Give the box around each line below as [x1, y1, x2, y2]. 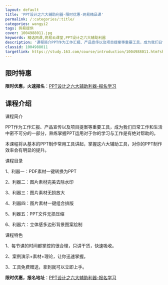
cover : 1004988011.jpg [5, 30, 52, 35]
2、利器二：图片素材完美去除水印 [5, 179, 74, 185]
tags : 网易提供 [5, 26, 34, 31]
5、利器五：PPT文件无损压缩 [5, 211, 65, 217]
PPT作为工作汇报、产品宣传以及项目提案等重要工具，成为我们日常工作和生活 [5, 124, 162, 130]
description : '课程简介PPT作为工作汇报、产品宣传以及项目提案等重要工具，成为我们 [5, 40, 159, 45]
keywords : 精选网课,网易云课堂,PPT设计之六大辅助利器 [5, 35, 106, 40]
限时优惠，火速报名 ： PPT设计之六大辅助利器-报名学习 [5, 83, 116, 89]
